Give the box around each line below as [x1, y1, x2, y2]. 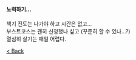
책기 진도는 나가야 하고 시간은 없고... [6, 20, 92, 27]
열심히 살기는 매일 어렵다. [6, 35, 67, 42]
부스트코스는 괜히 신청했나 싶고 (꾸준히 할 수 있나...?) [6, 28, 131, 35]
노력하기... [6, 5, 32, 13]
